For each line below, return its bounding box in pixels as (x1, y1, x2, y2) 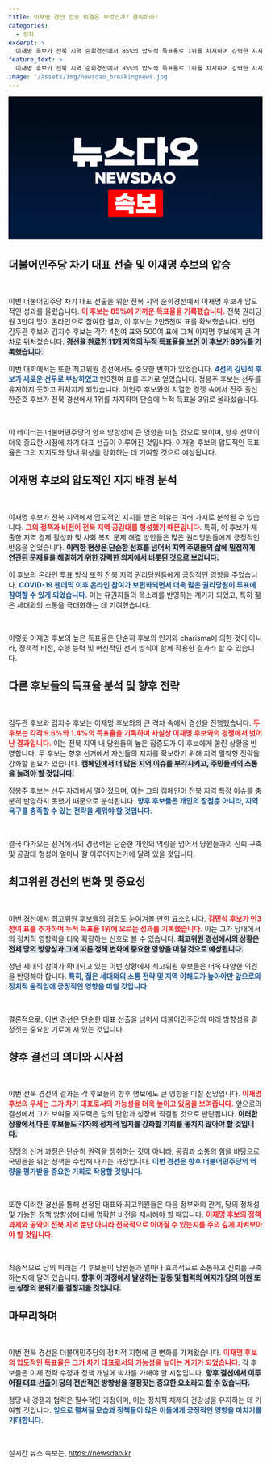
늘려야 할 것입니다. (16, 769, 75, 778)
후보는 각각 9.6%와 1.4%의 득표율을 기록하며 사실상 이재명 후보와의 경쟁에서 (8, 728, 248, 738)
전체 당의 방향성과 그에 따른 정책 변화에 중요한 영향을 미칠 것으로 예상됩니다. (8, 943, 244, 954)
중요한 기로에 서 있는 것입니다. (29, 1024, 125, 1034)
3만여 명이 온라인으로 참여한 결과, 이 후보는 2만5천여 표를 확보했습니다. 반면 (16, 316, 256, 327)
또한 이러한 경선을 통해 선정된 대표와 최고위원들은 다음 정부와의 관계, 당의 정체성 (8, 1200, 261, 1210)
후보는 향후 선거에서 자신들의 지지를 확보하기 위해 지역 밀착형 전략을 (47, 748, 261, 758)
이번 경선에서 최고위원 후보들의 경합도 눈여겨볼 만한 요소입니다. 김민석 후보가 (8, 913, 249, 923)
